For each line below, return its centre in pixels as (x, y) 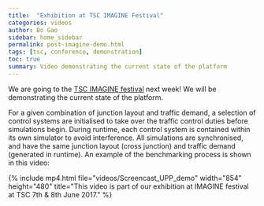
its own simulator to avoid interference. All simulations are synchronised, (126, 138)
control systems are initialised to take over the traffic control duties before (128, 121)
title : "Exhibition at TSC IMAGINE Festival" (86, 15)
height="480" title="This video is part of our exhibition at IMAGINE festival (129, 186)
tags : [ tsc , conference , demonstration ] (76, 52)
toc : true (24, 60)
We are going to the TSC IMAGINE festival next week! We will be (112, 89)
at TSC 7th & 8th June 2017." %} (60, 194)
